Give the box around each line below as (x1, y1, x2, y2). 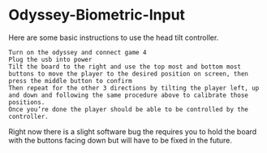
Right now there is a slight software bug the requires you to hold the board (8, 126, 257, 136)
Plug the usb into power (8, 55, 93, 63)
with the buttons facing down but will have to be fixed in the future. (8, 135, 233, 145)
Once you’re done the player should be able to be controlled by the (8, 105, 249, 113)
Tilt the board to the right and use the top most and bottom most (8, 63, 242, 71)
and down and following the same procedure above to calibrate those (8, 91, 249, 99)
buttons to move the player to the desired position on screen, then (8, 69, 249, 78)
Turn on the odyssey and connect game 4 (8, 48, 148, 56)
